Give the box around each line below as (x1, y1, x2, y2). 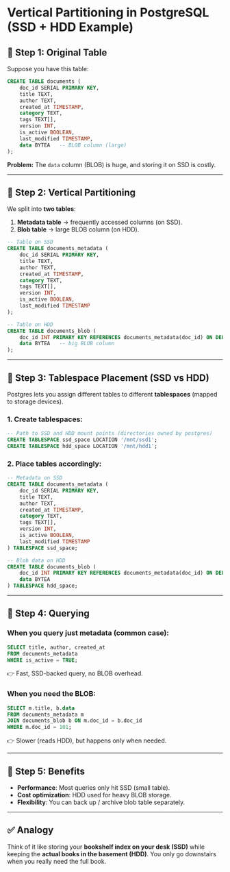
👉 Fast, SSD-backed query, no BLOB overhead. (7, 669, 144, 677)
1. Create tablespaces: (7, 414, 84, 424)
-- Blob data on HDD (7, 557, 66, 564)
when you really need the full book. (7, 857, 107, 865)
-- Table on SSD (7, 238, 53, 246)
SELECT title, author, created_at (7, 644, 106, 651)
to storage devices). (7, 397, 64, 406)
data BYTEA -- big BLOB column (19, 340, 115, 347)
